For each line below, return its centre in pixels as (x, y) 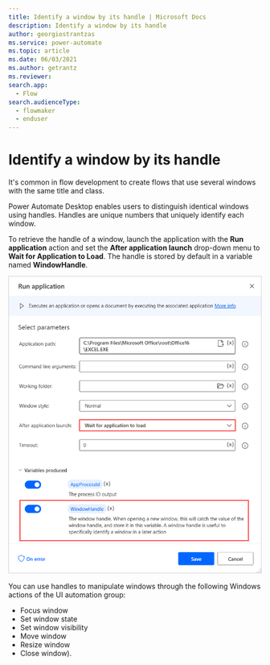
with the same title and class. (56, 191)
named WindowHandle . (48, 265)
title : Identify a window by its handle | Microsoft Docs (107, 17)
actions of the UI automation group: (67, 594)
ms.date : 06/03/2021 (43, 60)
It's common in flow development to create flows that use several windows (132, 182)
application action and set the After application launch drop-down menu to (134, 248)
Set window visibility (54, 627)
